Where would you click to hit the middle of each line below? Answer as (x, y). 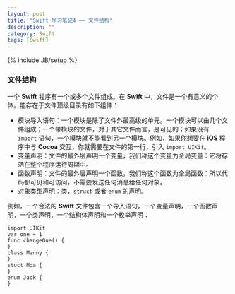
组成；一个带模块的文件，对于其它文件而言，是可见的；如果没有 (116, 129)
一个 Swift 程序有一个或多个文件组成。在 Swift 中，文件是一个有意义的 (110, 97)
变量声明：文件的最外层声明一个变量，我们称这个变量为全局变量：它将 (120, 155)
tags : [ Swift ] (28, 40)
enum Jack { (25, 278)
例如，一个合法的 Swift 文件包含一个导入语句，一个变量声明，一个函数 (109, 206)
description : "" (31, 27)
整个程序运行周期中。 (61, 165)
